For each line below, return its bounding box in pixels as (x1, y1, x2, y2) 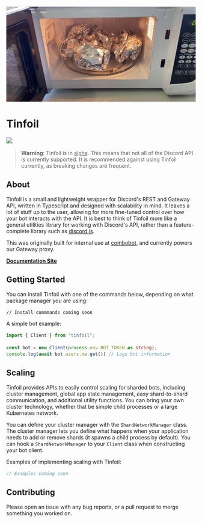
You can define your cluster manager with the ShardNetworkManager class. (6, 421, 188, 428)
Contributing (6, 488, 55, 498)
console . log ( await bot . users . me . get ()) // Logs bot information (6, 351, 171, 358)
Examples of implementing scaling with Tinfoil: (6, 458, 121, 465)
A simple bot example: (6, 320, 61, 327)
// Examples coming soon (6, 470, 69, 477)
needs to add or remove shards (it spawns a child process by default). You (6, 433, 191, 441)
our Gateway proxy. (6, 245, 55, 252)
